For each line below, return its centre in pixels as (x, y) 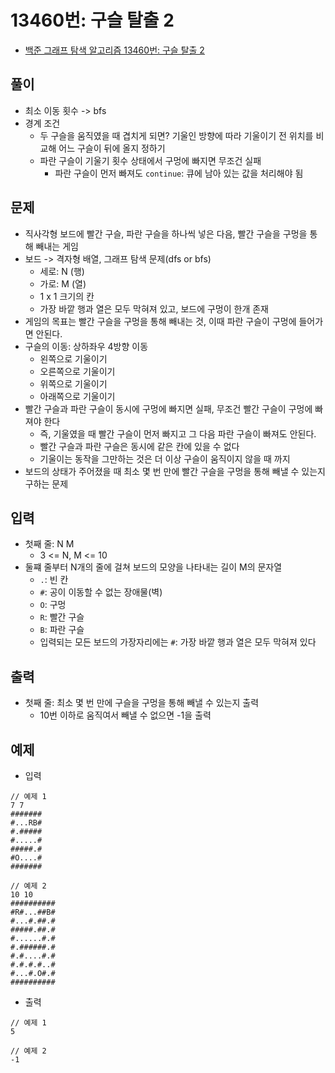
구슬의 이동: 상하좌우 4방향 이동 (86, 346)
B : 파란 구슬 (62, 630)
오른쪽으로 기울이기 (77, 371)
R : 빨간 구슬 (62, 617)
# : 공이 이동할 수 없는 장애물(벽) (101, 592)
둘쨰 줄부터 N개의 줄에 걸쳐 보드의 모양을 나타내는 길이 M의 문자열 (153, 567)
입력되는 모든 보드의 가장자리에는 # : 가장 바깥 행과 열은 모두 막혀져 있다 (178, 642)
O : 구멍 (53, 605)
